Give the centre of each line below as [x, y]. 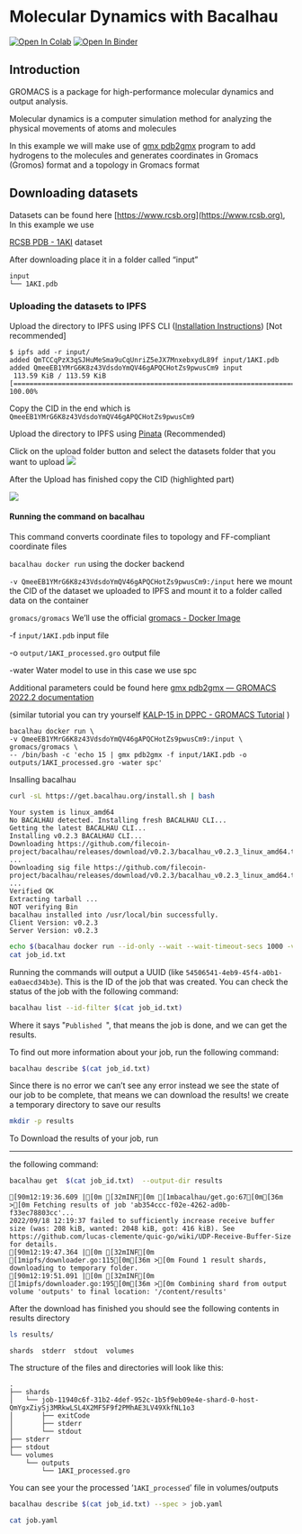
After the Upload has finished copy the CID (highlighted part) [122, 479]
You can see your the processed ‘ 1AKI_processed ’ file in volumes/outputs [144, 1488]
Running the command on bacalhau [77, 516]
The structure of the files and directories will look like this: [117, 1368]
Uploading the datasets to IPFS [78, 306]
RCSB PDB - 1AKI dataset [56, 242]
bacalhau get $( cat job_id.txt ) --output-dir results [116, 1181]
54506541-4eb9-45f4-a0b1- [234, 972]
